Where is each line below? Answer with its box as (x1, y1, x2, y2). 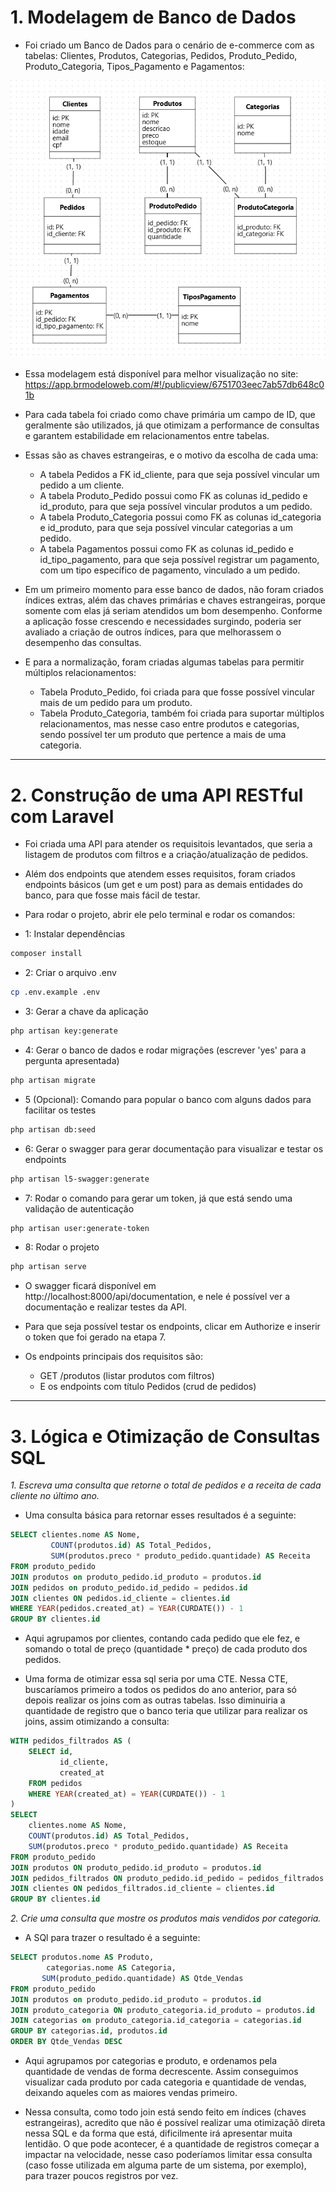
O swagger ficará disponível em (24, 1280, 157, 1292)
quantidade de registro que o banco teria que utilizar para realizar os (24, 1705, 308, 1717)
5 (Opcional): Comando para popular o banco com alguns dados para (24, 1093, 312, 1105)
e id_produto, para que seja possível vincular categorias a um (39, 522, 293, 534)
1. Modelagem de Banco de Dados (10, 6, 297, 29)
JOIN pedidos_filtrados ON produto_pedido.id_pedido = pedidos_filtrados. (10, 1873, 329, 1883)
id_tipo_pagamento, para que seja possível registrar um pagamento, (39, 554, 320, 566)
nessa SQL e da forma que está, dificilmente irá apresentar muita (24, 2127, 293, 2140)
